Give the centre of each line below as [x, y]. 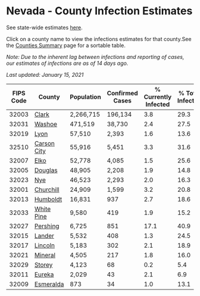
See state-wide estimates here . [44, 27]
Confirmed [122, 93]
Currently [158, 96]
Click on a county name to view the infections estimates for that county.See [99, 39]
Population [85, 96]
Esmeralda [49, 284]
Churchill [47, 189]
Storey [43, 264]
